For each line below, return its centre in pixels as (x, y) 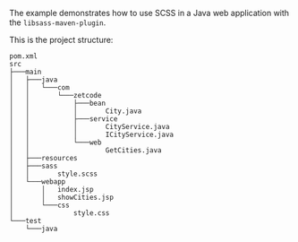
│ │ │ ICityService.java (92, 134)
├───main (26, 72)
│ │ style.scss (54, 174)
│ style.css (60, 213)
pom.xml (24, 56)
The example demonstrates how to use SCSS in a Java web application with (149, 13)
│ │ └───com (39, 88)
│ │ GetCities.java (86, 151)
